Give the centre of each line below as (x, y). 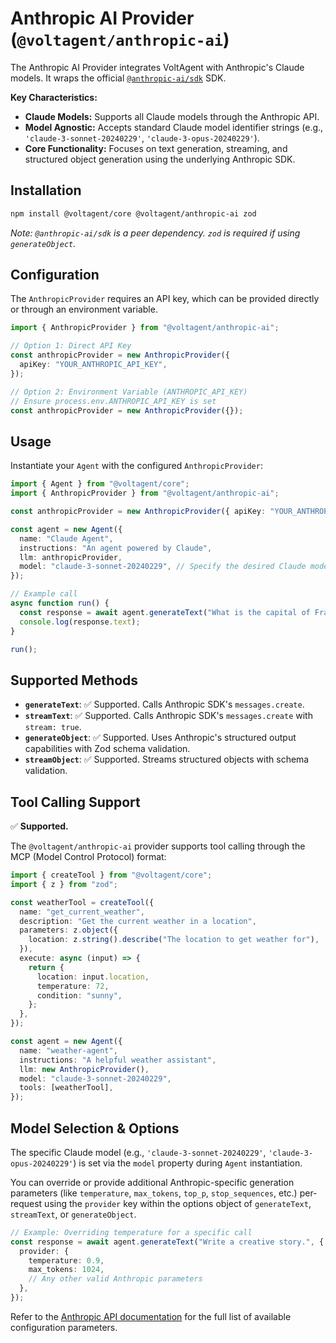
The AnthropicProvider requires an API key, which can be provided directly (165, 299)
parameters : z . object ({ (68, 930)
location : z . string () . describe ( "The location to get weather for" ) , (174, 940)
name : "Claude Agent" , (66, 538)
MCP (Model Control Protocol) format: (88, 856)
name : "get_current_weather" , (82, 912)
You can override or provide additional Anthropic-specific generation (152, 1182)
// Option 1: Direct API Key (71, 346)
